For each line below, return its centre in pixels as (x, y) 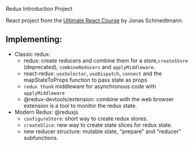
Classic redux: (33, 54)
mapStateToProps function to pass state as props (85, 80)
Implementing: (34, 40)
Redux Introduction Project (39, 9)
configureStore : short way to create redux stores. (86, 118)
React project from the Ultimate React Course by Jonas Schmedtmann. (95, 20)
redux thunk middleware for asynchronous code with (90, 86)
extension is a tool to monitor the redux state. (80, 105)
